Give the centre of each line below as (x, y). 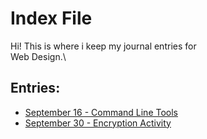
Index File (51, 18)
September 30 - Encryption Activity (98, 123)
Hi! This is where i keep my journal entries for (103, 46)
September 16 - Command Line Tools (101, 112)
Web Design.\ (38, 56)
